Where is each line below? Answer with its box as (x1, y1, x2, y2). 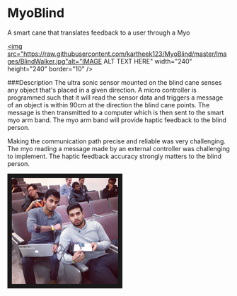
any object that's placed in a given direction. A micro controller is (7, 85, 197, 94)
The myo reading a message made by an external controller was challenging (7, 144, 230, 153)
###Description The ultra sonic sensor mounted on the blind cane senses (7, 78, 222, 86)
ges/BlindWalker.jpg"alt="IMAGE (7, 57, 103, 65)
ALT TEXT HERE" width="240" (103, 57, 192, 65)
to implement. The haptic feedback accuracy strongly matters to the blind (7, 152, 221, 160)
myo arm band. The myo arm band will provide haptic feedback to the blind (7, 115, 226, 124)
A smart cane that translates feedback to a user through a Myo (7, 28, 190, 37)
